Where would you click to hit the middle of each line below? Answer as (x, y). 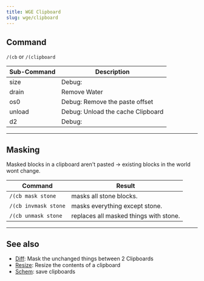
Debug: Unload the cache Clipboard (113, 112)
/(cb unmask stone (36, 216)
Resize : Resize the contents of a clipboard (68, 265)
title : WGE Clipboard (34, 12)
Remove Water (82, 92)
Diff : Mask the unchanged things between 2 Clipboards (84, 258)
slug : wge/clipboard (32, 18)
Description (112, 72)
